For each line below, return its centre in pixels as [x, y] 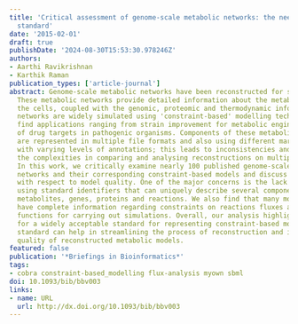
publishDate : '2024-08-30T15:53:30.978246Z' [93, 51]
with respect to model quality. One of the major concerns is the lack [153, 183]
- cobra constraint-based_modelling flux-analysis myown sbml [126, 273]
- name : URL [31, 298]
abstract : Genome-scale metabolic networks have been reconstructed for [146, 91]
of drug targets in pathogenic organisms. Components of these [136, 133]
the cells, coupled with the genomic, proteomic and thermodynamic [145, 108]
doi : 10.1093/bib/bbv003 [55, 281]
